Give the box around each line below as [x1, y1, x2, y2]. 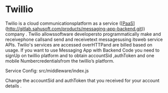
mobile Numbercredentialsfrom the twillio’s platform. [5, 58, 115, 64]
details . [5, 82, 22, 89]
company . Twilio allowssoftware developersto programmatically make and [5, 31, 161, 37]
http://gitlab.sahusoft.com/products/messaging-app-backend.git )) [7, 25, 145, 31]
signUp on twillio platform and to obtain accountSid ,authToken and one [5, 52, 154, 59]
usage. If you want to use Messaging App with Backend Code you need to [5, 47, 160, 53]
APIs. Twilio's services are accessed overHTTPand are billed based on [5, 41, 153, 48]
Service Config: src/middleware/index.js [5, 67, 89, 74]
